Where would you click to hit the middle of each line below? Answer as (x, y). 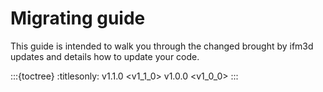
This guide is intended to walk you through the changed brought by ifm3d (162, 46)
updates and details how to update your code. (105, 56)
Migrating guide (78, 18)
